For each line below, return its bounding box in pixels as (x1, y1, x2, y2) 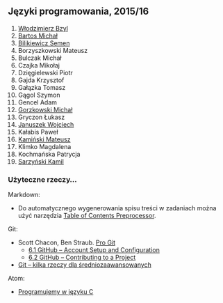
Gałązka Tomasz (17, 83, 66, 91)
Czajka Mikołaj (17, 61, 60, 69)
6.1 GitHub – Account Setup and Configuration (28, 246, 160, 254)
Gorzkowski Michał (17, 105, 73, 114)
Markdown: (8, 191, 40, 199)
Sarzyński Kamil (17, 157, 65, 166)
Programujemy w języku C (17, 288, 94, 296)
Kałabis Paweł (17, 127, 58, 136)
